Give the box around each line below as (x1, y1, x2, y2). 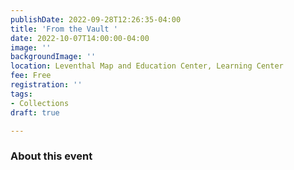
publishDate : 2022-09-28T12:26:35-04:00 (10, 14, 182, 25)
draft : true (10, 107, 60, 118)
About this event (10, 149, 93, 163)
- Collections (10, 98, 70, 108)
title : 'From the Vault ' (10, 24, 118, 34)
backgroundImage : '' (10, 52, 97, 62)
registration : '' (10, 80, 83, 90)
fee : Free (10, 71, 52, 81)
